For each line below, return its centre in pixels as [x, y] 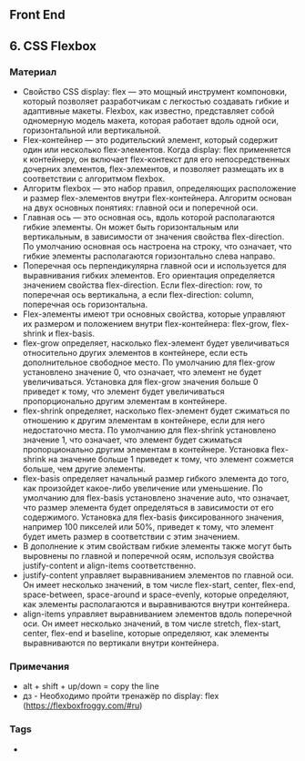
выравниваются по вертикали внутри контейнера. [121, 643]
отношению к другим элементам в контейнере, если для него [144, 421]
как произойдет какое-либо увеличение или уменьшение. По [143, 488]
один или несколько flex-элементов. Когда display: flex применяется [157, 150]
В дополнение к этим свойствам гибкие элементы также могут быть [157, 546]
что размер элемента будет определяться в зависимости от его [148, 508]
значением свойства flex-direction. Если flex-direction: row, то [142, 285]
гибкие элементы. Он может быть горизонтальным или [131, 228]
